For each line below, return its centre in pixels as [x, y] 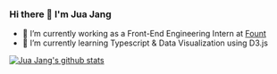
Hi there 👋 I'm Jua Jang [60, 14]
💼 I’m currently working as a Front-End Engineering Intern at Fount [144, 34]
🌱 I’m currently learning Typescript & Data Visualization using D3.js [145, 43]
